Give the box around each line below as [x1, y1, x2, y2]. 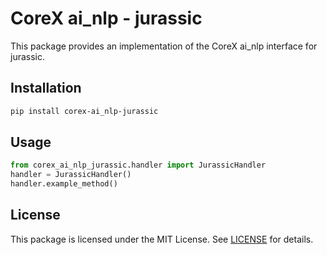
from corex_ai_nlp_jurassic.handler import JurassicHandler [10, 160, 267, 171]
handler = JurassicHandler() [10, 170, 132, 180]
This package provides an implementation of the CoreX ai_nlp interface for [10, 40, 318, 52]
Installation [10, 80, 82, 97]
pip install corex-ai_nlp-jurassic [10, 106, 159, 116]
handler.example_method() [10, 179, 118, 189]
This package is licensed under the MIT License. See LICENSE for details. [10, 233, 314, 245]
